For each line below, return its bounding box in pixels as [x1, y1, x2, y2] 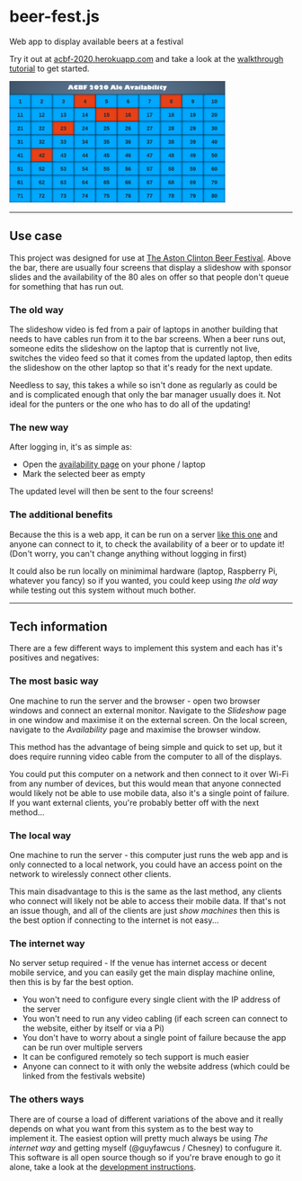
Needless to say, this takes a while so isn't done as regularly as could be [9, 380, 278, 390]
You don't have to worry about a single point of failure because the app [22, 1033, 287, 1043]
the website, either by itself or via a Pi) [22, 1023, 164, 1033]
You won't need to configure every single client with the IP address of [22, 994, 281, 1005]
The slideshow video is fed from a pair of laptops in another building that [9, 324, 279, 335]
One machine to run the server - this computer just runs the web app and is [9, 850, 289, 861]
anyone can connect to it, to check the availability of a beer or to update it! [9, 538, 285, 550]
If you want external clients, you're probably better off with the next [9, 797, 260, 808]
